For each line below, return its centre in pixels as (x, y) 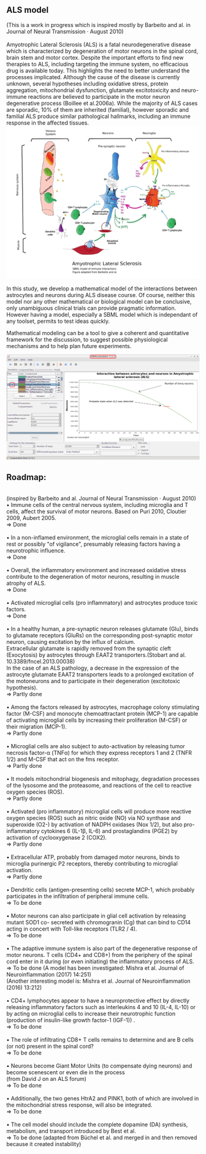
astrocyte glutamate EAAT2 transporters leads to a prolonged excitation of (100, 674)
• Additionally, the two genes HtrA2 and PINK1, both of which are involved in (103, 1098)
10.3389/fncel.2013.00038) (41, 661)
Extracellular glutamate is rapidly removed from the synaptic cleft (89, 648)
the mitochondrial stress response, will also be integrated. (79, 1105)
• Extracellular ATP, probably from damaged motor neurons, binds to (93, 857)
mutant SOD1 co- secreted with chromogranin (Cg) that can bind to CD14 (99, 922)
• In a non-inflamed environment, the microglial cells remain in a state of (97, 537)
